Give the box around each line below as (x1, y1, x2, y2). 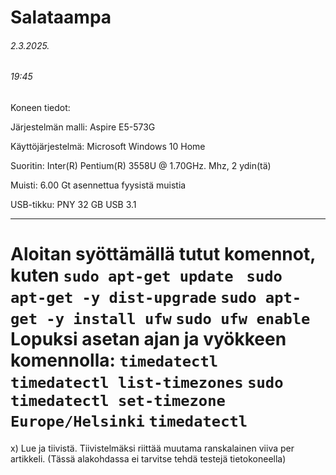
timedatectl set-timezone (10, 392, 226, 411)
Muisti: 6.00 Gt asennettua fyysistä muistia (10, 179, 187, 191)
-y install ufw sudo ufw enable (46, 310, 311, 329)
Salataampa (10, 6, 112, 29)
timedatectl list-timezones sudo (10, 374, 284, 393)
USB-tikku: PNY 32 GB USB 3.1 (10, 199, 137, 210)
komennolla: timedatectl (10, 349, 219, 372)
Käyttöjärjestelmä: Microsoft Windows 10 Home (10, 141, 206, 152)
